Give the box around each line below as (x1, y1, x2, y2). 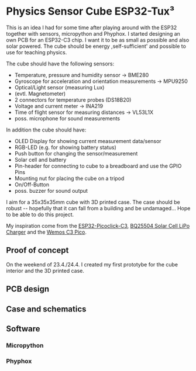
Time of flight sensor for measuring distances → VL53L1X (14, 109, 154, 116)
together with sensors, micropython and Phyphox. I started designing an (6, 30, 180, 37)
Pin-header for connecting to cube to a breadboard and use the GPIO (14, 162, 182, 169)
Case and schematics (6, 304, 87, 314)
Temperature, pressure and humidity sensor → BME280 (14, 71, 149, 78)
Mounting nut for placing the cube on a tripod (14, 175, 125, 182)
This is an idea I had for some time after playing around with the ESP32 (6, 24, 177, 31)
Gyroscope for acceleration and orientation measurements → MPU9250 (14, 78, 188, 85)
